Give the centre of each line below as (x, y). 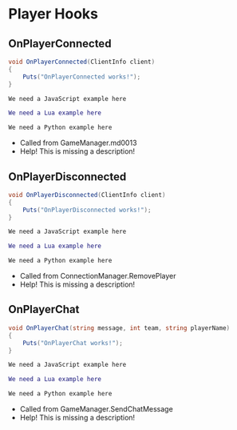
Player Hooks (53, 14)
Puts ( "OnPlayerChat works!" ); (73, 343)
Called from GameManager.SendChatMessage (96, 409)
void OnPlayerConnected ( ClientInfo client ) (82, 62)
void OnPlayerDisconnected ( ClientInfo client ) (87, 195)
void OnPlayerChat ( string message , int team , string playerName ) (119, 328)
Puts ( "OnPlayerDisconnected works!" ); (87, 210)
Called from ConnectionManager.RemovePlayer (98, 276)
